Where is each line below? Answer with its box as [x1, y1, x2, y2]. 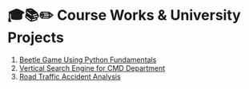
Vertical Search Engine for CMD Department [18, 63, 166, 72]
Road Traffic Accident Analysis [18, 72, 121, 81]
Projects [7, 29, 65, 47]
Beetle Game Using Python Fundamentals [18, 55, 157, 64]
